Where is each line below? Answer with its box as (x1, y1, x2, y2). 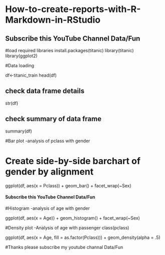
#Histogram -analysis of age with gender (5, 205, 90, 211)
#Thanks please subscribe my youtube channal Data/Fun (5, 244, 123, 250)
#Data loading (5, 63, 34, 68)
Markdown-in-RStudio (5, 14, 101, 26)
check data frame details (5, 87, 85, 95)
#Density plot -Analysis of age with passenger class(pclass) (5, 224, 129, 230)
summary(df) (5, 128, 33, 134)
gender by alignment (5, 166, 94, 177)
